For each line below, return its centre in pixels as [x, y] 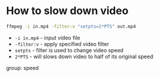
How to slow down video [67, 11]
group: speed [22, 68]
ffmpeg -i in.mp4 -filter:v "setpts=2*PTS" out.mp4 [71, 26]
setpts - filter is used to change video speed [69, 50]
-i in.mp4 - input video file [48, 38]
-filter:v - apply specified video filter [62, 44]
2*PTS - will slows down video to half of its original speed [84, 56]
